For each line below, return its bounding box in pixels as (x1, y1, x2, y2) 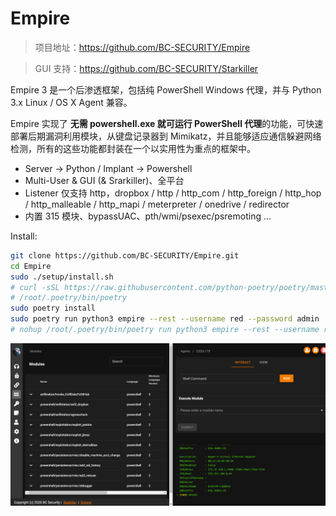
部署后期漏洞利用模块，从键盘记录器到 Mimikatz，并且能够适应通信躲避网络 (10, 130, 322, 142)
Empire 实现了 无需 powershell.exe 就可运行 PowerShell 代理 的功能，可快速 (10, 117, 324, 129)
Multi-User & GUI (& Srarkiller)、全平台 (24, 174, 185, 186)
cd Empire (10, 261, 52, 271)
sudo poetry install (10, 303, 97, 314)
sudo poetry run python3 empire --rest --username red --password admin (10, 314, 320, 324)
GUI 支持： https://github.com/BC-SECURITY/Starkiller (34, 62, 259, 74)
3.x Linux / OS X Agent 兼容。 (10, 96, 133, 108)
